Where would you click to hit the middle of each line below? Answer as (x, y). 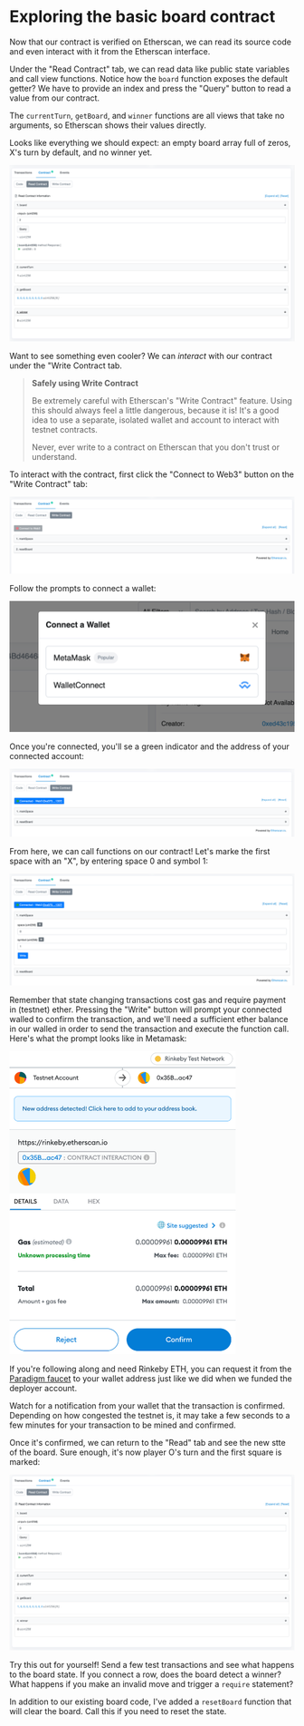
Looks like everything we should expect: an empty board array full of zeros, (150, 142)
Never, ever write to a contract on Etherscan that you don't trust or (156, 447)
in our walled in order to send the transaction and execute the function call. (149, 1029)
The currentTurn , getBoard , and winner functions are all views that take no (147, 115)
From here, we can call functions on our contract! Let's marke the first (140, 851)
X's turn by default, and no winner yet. (81, 152)
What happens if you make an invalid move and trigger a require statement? (152, 1683)
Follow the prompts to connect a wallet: (83, 588)
